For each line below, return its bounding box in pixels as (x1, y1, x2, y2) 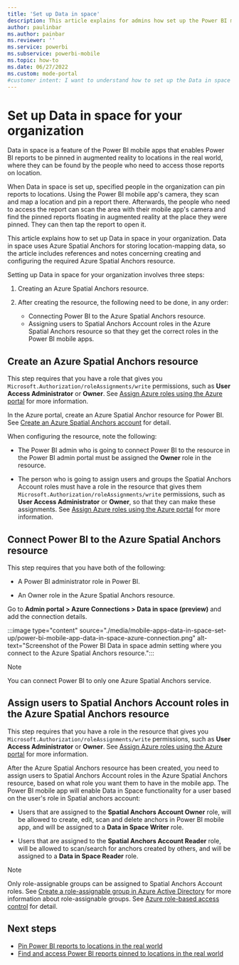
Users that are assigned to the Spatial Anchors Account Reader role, (17, 836, 222, 845)
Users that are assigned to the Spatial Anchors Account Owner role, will (17, 808, 231, 816)
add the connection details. (7, 612, 87, 620)
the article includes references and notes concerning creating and (7, 249, 201, 258)
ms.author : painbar (7, 30, 65, 38)
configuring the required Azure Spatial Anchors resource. (7, 257, 176, 266)
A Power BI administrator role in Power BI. (17, 577, 140, 585)
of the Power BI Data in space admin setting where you (60, 641, 222, 650)
